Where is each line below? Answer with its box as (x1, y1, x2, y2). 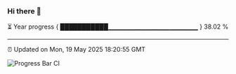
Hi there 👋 (7, 6, 42, 16)
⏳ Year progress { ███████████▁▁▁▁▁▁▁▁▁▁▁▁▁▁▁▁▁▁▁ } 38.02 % (7, 22, 229, 31)
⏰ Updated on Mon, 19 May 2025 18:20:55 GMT (7, 45, 146, 54)
